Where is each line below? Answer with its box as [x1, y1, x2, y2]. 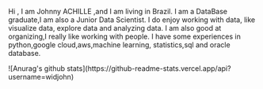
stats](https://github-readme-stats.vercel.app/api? [67, 64, 231, 73]
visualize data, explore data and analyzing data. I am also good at [8, 24, 222, 32]
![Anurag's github [8, 64, 66, 73]
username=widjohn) [8, 72, 74, 81]
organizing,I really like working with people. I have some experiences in [8, 32, 242, 41]
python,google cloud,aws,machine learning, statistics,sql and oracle [8, 40, 231, 50]
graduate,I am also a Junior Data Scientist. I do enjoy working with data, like [8, 15, 256, 24]
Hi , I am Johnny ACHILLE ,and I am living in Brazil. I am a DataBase [8, 7, 228, 16]
